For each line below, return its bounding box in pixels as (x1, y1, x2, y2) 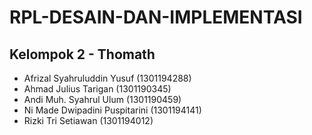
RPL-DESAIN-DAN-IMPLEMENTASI (9, 6, 303, 29)
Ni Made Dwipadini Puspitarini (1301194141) (23, 104, 202, 116)
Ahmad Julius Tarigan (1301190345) (23, 83, 172, 95)
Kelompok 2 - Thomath (9, 46, 156, 63)
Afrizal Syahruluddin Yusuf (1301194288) (23, 72, 192, 84)
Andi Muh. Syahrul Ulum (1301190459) (23, 94, 182, 105)
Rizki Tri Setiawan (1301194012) (23, 115, 154, 126)
